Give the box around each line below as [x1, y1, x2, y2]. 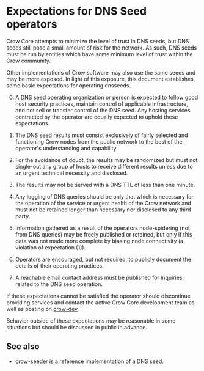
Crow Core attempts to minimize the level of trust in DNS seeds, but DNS [6, 37, 189, 45]
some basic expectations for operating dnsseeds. [6, 81, 131, 89]
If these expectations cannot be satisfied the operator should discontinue [6, 292, 191, 299]
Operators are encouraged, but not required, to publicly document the [15, 255, 191, 263]
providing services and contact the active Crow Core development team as [6, 298, 195, 306]
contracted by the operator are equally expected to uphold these [15, 113, 178, 120]
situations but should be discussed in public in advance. [6, 323, 148, 331]
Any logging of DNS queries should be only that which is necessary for [15, 193, 194, 200]
